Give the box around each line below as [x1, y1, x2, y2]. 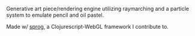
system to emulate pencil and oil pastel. [6, 11, 104, 19]
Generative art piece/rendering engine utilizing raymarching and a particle [6, 5, 190, 12]
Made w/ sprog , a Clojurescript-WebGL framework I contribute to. [6, 23, 169, 30]
